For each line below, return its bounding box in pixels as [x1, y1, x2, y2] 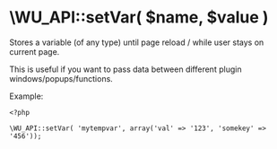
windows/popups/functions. [9, 73, 114, 83]
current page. [9, 46, 60, 57]
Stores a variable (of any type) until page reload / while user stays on [9, 37, 264, 48]
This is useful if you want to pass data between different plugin [9, 64, 242, 74]
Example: [9, 91, 44, 101]
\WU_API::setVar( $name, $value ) [9, 7, 269, 28]
